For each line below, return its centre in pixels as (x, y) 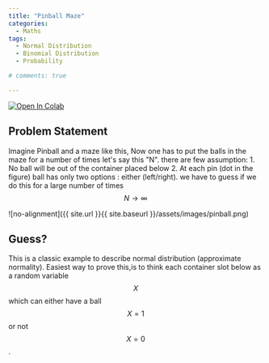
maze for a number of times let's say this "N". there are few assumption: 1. (132, 160)
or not (18, 327)
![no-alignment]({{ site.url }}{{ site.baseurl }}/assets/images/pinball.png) (128, 214)
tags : (17, 38)
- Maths (29, 31)
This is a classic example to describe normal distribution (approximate (125, 258)
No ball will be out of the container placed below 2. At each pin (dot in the (131, 168)
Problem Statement (58, 132)
